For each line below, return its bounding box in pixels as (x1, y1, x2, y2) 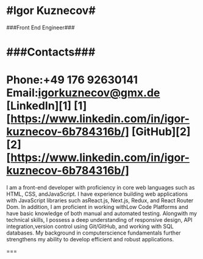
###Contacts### (6, 45, 96, 59)
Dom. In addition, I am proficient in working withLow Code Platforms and (6, 204, 188, 211)
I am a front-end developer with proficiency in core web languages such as (6, 184, 195, 191)
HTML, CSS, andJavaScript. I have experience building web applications (6, 190, 188, 198)
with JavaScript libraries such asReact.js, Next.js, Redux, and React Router (6, 197, 194, 204)
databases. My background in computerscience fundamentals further (6, 229, 181, 236)
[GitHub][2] (131, 125, 191, 139)
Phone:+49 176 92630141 (6, 73, 138, 87)
